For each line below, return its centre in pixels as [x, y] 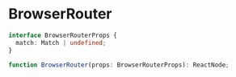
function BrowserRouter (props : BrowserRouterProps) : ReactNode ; [119, 65]
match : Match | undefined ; [61, 43]
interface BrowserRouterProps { [63, 35]
